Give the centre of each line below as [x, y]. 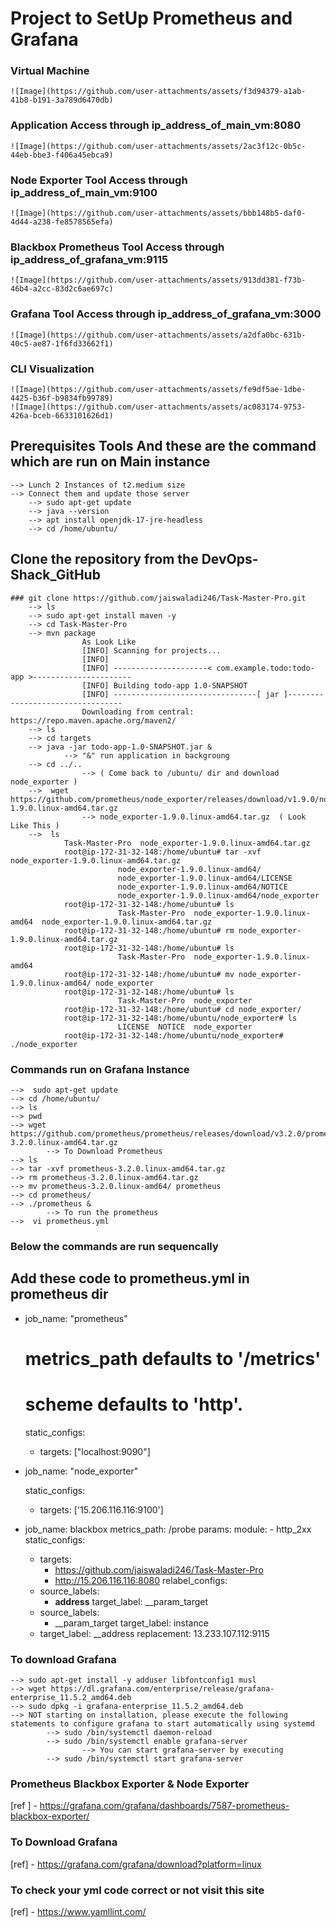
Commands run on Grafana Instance [100, 1069]
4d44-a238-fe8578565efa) [62, 222]
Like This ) [35, 825]
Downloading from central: [138, 712]
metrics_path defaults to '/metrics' [173, 1358]
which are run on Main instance [110, 462]
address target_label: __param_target [131, 1601]
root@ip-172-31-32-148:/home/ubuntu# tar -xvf [162, 852]
